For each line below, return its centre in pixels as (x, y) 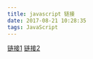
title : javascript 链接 (41, 14)
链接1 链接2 (24, 48)
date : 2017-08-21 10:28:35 (47, 21)
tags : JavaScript (33, 27)
